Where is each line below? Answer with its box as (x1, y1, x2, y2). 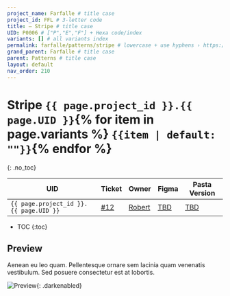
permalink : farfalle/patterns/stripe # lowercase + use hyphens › (7, 42, 201, 49)
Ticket (101, 184, 122, 194)
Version (189, 188, 216, 198)
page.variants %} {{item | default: (7, 126, 216, 141)
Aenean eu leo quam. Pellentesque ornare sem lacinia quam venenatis (7, 261, 205, 269)
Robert (129, 203, 151, 212)
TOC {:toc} (16, 223, 48, 231)
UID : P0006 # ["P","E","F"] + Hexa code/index (7, 29, 142, 36)
